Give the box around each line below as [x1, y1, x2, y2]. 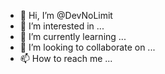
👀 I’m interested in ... [19, 20, 105, 32]
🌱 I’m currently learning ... [19, 31, 127, 42]
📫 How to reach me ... [19, 53, 113, 64]
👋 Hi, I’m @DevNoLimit [19, 10, 113, 21]
